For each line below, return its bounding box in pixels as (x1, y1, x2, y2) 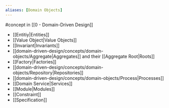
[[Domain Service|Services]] (12, 80, 73, 87)
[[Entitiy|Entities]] (12, 31, 49, 37)
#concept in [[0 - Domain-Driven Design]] (5, 21, 93, 28)
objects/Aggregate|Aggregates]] (12, 53, 81, 59)
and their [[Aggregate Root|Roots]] (82, 53, 155, 59)
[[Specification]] (12, 97, 47, 103)
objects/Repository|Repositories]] (12, 70, 83, 76)
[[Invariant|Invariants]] (12, 42, 60, 49)
